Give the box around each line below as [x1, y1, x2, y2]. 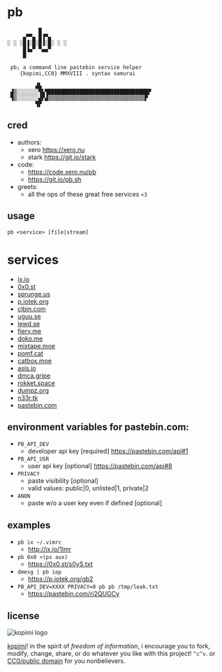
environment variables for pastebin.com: [7, 421, 190, 433]
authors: [17, 137, 42, 147]
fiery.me [17, 327, 42, 335]
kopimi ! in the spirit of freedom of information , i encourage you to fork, [7, 641, 211, 650]
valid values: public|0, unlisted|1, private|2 [27, 484, 149, 493]
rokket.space [17, 378, 56, 387]
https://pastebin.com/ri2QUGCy [27, 590, 120, 598]
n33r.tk [17, 394, 38, 402]
